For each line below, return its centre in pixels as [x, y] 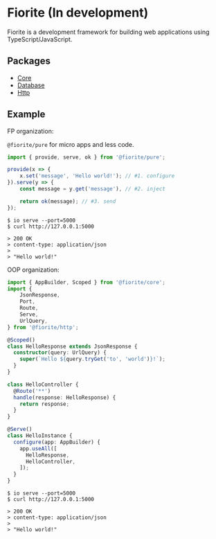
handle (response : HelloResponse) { [65, 397]
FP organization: [30, 131]
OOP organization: [34, 269]
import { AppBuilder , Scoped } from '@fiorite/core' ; [87, 282]
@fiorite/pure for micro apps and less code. [71, 144]
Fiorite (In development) [78, 13]
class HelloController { [43, 385]
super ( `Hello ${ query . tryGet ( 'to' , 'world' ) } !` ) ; [93, 359]
